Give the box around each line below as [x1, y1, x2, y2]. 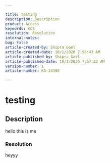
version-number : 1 [5, 64, 44, 69]
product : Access [5, 21, 39, 26]
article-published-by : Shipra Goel [5, 54, 80, 59]
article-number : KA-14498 [5, 68, 60, 73]
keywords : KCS [5, 26, 35, 31]
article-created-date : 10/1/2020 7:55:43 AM [5, 49, 100, 55]
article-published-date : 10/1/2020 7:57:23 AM [5, 59, 105, 64]
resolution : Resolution [5, 31, 56, 36]
